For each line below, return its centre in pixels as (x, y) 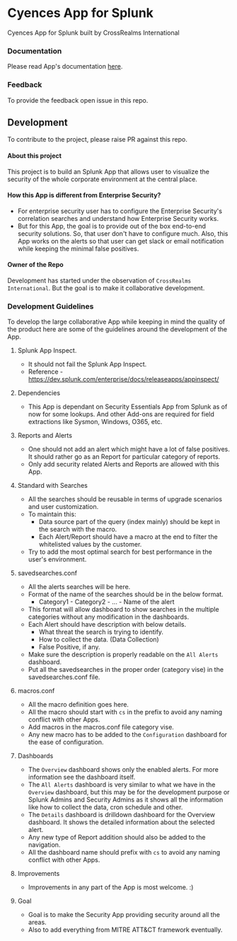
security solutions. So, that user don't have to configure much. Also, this (123, 233)
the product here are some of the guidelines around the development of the (117, 329)
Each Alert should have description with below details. (107, 625)
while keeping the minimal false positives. (78, 249)
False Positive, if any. (69, 647)
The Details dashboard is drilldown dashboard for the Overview (122, 815)
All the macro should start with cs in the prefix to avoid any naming (125, 712)
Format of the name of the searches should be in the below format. (126, 594)
